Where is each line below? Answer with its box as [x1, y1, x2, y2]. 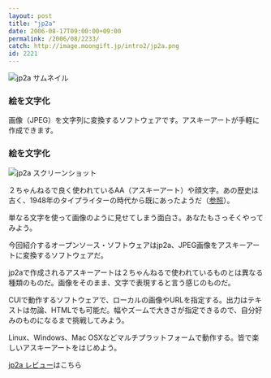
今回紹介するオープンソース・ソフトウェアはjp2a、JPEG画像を [8, 240, 218, 250]
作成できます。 [8, 125, 58, 135]
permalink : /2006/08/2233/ [8, 34, 100, 43]
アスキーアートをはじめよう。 [22, 342, 122, 352]
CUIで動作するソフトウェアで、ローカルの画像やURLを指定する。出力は [8, 294, 248, 305]
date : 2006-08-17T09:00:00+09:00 [8, 27, 122, 35]
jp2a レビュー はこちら [8, 359, 83, 370]
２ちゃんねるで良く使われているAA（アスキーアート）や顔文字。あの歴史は [8, 185, 260, 195]
